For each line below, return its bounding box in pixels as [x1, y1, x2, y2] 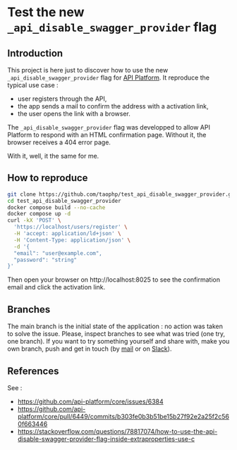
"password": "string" [13, 256, 78, 263]
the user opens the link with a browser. [17, 110, 130, 118]
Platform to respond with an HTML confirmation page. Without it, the [7, 131, 207, 139]
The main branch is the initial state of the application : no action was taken [7, 322, 224, 331]
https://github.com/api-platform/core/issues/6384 [17, 397, 164, 406]
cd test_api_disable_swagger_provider [7, 197, 121, 204]
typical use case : [7, 81, 59, 89]
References [7, 365, 59, 377]
